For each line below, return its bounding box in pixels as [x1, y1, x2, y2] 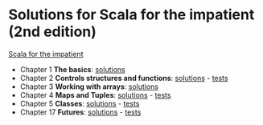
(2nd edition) [8, 22, 97, 41]
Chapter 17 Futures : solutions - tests [19, 107, 142, 117]
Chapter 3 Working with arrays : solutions [19, 82, 159, 91]
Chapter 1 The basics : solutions [19, 64, 126, 74]
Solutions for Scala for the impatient [8, 6, 255, 24]
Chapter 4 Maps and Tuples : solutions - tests [19, 90, 171, 99]
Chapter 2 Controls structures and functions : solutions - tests [19, 73, 228, 83]
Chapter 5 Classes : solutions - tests [19, 99, 140, 108]
